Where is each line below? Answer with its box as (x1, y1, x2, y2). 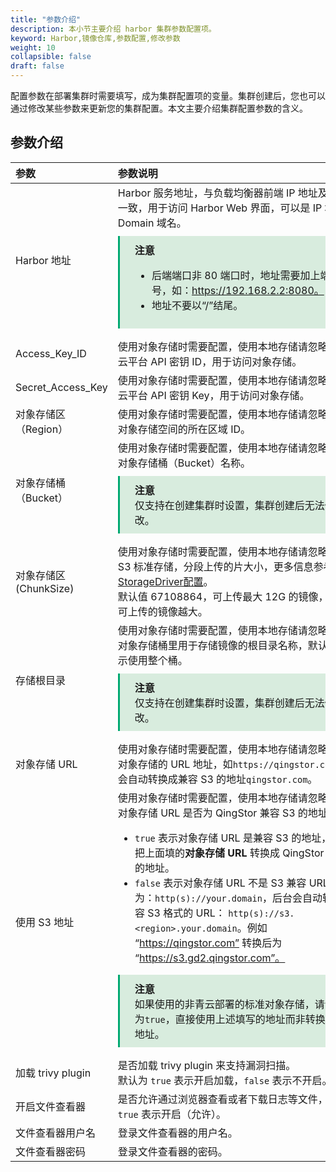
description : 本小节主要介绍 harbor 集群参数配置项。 (10, 24, 217, 34)
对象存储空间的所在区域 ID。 (117, 422, 252, 436)
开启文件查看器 (15, 1099, 87, 1113)
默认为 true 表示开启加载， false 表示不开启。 (117, 1073, 333, 1087)
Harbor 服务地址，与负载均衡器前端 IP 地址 (117, 186, 318, 200)
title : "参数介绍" (10, 14, 82, 25)
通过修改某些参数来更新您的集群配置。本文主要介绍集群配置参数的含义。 (10, 102, 308, 114)
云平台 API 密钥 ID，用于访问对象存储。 (117, 354, 303, 368)
